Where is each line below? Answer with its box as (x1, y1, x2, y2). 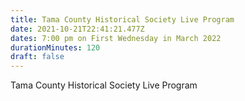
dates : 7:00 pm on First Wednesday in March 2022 (10, 33, 222, 43)
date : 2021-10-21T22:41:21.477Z (10, 24, 145, 34)
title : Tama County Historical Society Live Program (10, 14, 235, 25)
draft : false (10, 52, 65, 62)
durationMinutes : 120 (10, 42, 101, 53)
